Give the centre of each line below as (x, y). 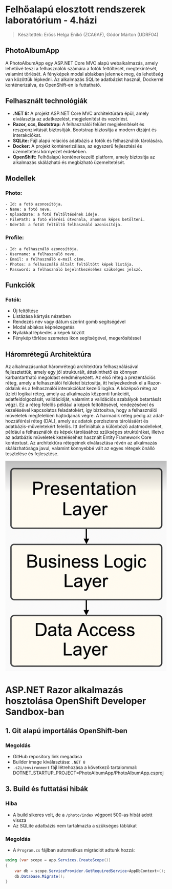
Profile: (15, 238)
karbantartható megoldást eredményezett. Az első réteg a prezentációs (81, 377)
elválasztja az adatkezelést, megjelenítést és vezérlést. (71, 118)
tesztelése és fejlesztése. (32, 454)
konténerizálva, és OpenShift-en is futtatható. (53, 85)
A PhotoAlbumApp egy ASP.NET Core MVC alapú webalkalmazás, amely (82, 63)
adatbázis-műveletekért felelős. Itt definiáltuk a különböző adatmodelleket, (84, 427)
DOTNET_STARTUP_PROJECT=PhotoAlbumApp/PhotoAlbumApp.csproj (88, 773)
